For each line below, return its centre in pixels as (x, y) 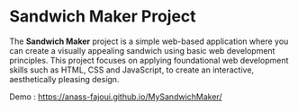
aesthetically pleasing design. (64, 79)
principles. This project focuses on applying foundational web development (149, 60)
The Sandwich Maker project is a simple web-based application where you (149, 41)
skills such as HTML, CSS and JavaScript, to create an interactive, (132, 70)
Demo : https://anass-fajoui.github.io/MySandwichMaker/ (116, 97)
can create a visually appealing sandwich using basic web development (142, 50)
